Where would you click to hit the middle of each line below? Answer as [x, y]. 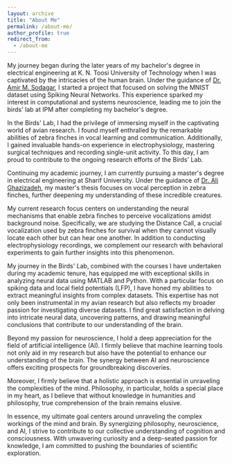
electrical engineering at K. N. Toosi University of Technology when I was [112, 73]
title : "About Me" [34, 20]
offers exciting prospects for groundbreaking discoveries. [89, 368]
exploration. [24, 453]
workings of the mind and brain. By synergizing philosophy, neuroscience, [113, 424]
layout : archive [30, 13]
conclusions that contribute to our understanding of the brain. [95, 325]
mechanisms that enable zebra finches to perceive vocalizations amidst [109, 216]
